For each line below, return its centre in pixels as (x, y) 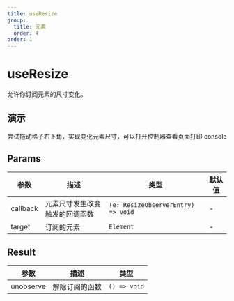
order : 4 (26, 33)
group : (17, 20)
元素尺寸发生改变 (73, 203)
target (21, 226)
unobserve (29, 286)
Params (24, 159)
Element (122, 226)
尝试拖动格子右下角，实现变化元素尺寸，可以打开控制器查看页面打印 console (117, 136)
